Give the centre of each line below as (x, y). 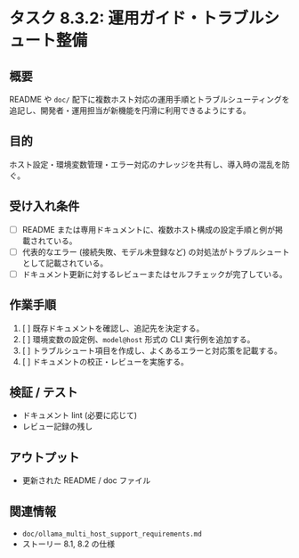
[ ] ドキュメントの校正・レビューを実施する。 (105, 361)
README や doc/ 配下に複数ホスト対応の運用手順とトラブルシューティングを (149, 99)
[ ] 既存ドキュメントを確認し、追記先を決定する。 (113, 328)
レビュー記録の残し (57, 427)
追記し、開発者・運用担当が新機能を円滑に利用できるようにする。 (130, 111)
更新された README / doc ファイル (86, 480)
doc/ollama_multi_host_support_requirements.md (112, 534)
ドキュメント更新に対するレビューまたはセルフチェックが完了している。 (154, 274)
